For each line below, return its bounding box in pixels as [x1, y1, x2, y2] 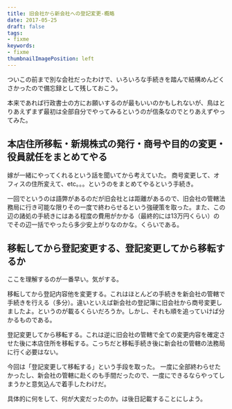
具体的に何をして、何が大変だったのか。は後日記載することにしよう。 [7, 394, 206, 403]
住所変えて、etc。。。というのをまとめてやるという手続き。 [30, 180, 197, 188]
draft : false [7, 23, 45, 30]
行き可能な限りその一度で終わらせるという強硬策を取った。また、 [25, 202, 213, 211]
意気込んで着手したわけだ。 [30, 380, 110, 388]
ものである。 [19, 316, 56, 324]
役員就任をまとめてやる [7, 151, 107, 163]
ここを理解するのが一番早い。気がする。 [7, 275, 123, 284]
